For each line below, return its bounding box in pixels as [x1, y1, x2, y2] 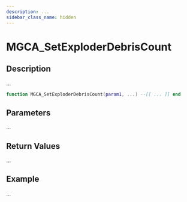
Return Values [6, 141, 61, 151]
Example [6, 174, 40, 184]
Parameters [6, 108, 51, 118]
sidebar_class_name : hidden [6, 14, 77, 20]
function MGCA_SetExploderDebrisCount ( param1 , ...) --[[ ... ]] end [6, 91, 181, 97]
